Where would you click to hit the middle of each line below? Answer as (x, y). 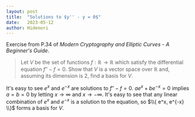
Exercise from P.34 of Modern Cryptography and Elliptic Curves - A (88, 44)
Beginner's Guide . (28, 51)
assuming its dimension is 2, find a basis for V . (77, 76)
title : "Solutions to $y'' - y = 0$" (53, 17)
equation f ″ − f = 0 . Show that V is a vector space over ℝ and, (95, 69)
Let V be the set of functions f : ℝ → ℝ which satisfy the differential (102, 63)
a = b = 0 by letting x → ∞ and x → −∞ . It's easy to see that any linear (92, 94)
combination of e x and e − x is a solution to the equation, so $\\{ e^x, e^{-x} (95, 101)
